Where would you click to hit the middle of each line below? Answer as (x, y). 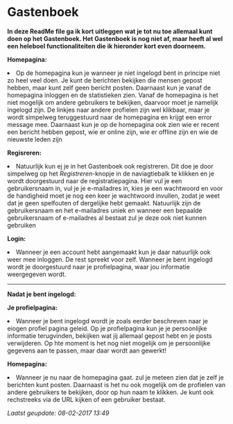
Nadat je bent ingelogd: (42, 294)
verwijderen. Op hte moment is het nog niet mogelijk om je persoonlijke (109, 343)
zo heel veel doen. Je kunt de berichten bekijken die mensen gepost (105, 80)
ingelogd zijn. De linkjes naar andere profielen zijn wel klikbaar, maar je (109, 110)
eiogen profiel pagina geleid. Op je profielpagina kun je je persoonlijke (107, 328)
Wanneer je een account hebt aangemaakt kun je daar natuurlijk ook (114, 252)
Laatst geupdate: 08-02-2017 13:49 (58, 413)
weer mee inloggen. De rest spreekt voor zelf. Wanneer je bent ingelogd (110, 259)
